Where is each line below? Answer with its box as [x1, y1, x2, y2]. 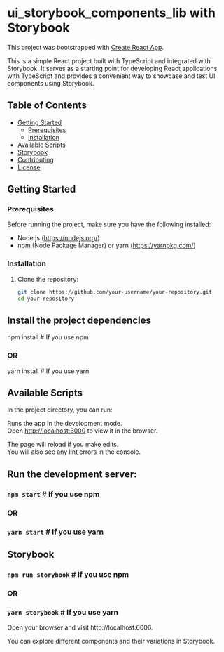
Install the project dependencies [7, 314, 152, 326]
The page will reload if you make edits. [7, 441, 119, 449]
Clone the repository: [17, 275, 79, 283]
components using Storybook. [7, 79, 94, 87]
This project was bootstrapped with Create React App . [7, 43, 164, 51]
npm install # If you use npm [7, 333, 90, 341]
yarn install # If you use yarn [7, 367, 90, 375]
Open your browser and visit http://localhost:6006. [7, 623, 153, 632]
